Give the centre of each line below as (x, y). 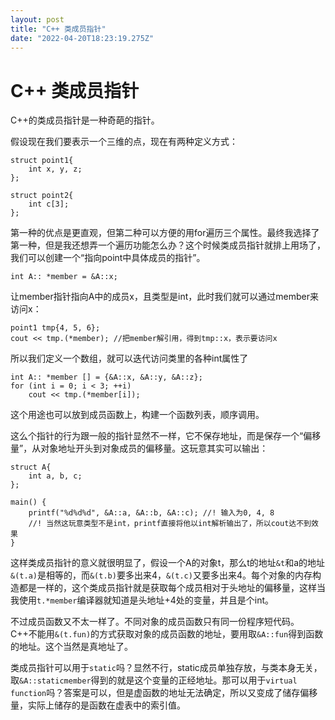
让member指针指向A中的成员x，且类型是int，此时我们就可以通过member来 (164, 297)
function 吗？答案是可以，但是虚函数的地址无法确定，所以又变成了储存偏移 (164, 693)
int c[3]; (49, 204)
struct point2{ (42, 196)
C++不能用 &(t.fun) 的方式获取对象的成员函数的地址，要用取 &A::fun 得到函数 (167, 634)
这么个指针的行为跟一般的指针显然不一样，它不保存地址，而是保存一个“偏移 (166, 436)
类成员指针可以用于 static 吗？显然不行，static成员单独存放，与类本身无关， (166, 668)
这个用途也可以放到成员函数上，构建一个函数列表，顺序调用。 (137, 415)
